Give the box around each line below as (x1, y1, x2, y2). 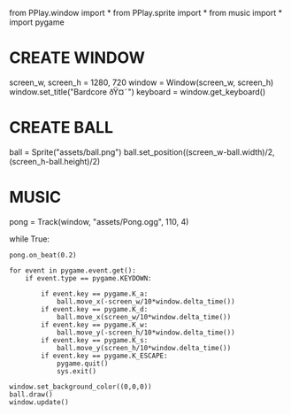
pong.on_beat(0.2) (9, 250, 77, 259)
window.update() (9, 397, 69, 406)
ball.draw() (9, 389, 53, 399)
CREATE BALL (9, 118, 113, 138)
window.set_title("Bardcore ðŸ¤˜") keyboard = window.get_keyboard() (9, 86, 266, 96)
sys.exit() (56, 366, 97, 375)
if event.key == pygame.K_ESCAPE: (41, 351, 168, 360)
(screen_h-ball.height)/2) (9, 156, 101, 166)
